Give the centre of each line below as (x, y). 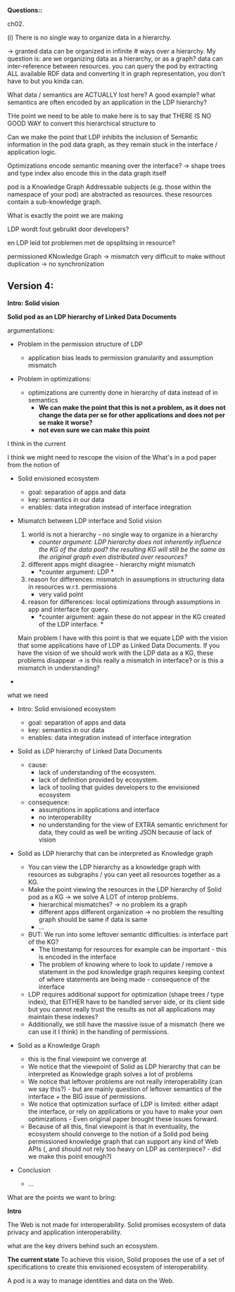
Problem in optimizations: (54, 379)
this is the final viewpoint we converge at (87, 1059)
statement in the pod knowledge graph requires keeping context (132, 971)
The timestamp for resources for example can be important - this (133, 949)
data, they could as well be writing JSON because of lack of (125, 832)
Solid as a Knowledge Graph (58, 1045)
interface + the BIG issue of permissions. (87, 1096)
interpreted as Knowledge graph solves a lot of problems (110, 1073)
